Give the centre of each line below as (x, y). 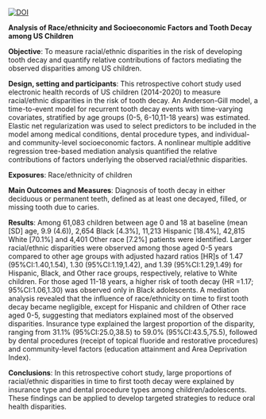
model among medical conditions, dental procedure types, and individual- (129, 134)
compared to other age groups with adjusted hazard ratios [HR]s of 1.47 (126, 256)
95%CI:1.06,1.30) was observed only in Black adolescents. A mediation (124, 290)
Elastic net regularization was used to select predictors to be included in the (132, 126)
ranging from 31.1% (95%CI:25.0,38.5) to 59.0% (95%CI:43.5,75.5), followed (133, 332)
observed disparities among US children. (75, 68)
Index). (20, 357)
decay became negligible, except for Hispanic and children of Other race (127, 307)
